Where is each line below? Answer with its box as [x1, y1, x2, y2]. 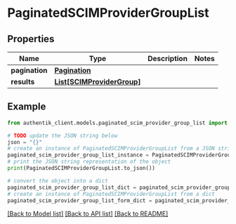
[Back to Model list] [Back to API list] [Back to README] [7, 209, 169, 218]
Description [147, 54, 188, 63]
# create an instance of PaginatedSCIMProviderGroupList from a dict [7, 190, 216, 197]
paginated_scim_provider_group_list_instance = [7, 152, 150, 159]
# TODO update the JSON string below [7, 132, 118, 139]
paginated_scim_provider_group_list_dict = [7, 184, 137, 191]
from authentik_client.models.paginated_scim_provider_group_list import [7, 119, 228, 126]
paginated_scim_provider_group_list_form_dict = [7, 197, 152, 204]
